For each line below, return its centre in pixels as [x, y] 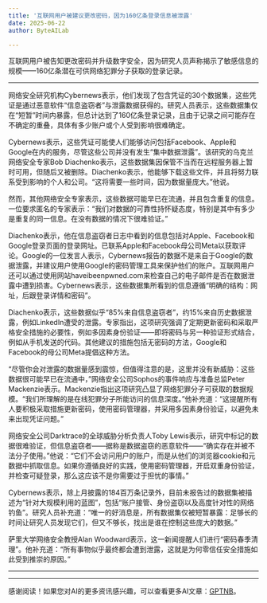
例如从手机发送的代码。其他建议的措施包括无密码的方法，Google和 [118, 343]
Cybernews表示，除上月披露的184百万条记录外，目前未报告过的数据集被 [127, 493]
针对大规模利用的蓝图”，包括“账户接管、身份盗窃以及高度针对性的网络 [139, 503]
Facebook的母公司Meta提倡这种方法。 [71, 352]
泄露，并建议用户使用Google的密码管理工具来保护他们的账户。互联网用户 [135, 266]
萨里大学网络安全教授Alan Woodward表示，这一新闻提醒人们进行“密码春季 [130, 539]
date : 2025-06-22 [37, 23]
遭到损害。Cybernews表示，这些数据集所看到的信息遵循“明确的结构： [136, 286]
